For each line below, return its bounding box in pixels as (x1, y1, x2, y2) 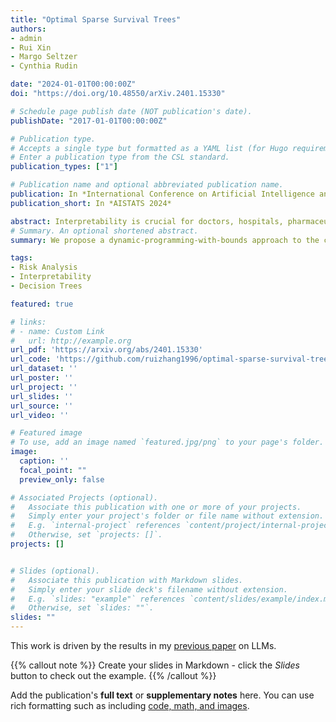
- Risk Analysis (10, 262, 78, 273)
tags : (10, 253, 33, 263)
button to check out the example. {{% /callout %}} (10, 670, 217, 681)
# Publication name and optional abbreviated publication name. (10, 180, 284, 190)
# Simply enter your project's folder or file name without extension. (10, 511, 325, 521)
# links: (10, 317, 47, 327)
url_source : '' (10, 401, 74, 411)
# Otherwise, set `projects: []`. (10, 530, 163, 540)
